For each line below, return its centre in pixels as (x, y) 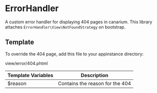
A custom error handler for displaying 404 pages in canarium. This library (79, 22)
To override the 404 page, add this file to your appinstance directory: (74, 54)
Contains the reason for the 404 (95, 83)
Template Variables (30, 75)
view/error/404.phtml (26, 63)
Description (95, 75)
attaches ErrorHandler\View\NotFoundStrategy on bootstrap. (65, 27)
